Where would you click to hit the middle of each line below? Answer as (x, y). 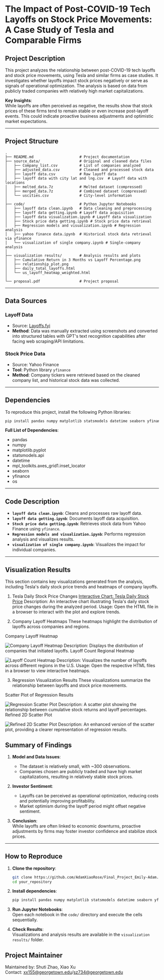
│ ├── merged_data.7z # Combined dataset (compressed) (76, 191)
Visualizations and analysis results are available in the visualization (81, 934)
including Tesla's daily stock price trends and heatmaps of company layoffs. (82, 587)
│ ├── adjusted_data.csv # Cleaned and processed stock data (79, 170)
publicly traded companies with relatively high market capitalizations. (74, 91)
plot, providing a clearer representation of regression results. (66, 729)
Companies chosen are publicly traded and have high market (81, 771)
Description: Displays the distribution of (103, 646)
